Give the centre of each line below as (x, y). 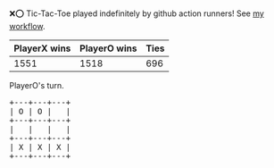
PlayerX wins (42, 48)
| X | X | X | (40, 147)
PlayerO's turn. (37, 85)
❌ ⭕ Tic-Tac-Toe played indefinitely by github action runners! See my (137, 13)
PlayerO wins (108, 48)
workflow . (27, 26)
